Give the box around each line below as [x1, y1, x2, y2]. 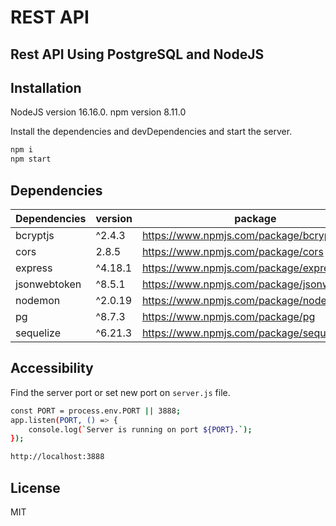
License [10, 479, 61, 496]
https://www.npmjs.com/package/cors [141, 244, 324, 258]
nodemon [15, 293, 61, 307]
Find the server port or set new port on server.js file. [10, 386, 231, 398]
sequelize [15, 326, 62, 340]
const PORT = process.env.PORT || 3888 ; [10, 406, 182, 416]
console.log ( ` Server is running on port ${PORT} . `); [28, 424, 253, 435]
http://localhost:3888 [10, 452, 105, 462]
